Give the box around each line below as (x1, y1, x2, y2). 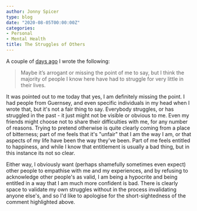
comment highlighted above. (6, 198, 75, 205)
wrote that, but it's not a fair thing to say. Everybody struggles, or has (6, 105, 174, 113)
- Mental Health (6, 36, 46, 42)
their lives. (20, 81, 46, 88)
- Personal (6, 31, 33, 37)
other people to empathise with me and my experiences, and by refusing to (6, 167, 188, 174)
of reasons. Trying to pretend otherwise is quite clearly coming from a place (6, 124, 191, 131)
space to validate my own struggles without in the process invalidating (6, 186, 176, 193)
